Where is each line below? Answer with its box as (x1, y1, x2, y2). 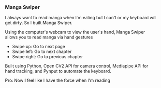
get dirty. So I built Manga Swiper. (5, 20, 73, 25)
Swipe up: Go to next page (12, 44, 65, 50)
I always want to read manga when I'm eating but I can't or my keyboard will (5, 15, 157, 21)
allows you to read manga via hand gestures (5, 34, 93, 40)
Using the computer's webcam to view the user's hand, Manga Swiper (5, 29, 145, 35)
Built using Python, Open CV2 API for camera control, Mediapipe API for (5, 63, 148, 69)
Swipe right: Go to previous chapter (12, 54, 83, 60)
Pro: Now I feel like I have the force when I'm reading (5, 77, 110, 83)
